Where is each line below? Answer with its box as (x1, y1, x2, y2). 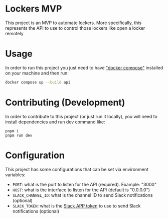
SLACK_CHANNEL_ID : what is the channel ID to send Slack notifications (12, 192, 153, 198)
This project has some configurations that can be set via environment (5, 166, 149, 172)
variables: (5, 172, 26, 178)
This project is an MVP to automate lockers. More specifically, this (5, 20, 142, 26)
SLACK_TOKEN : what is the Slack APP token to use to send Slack (12, 202, 141, 209)
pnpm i (5, 128, 19, 133)
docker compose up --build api (5, 80, 71, 85)
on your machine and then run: (5, 70, 69, 76)
